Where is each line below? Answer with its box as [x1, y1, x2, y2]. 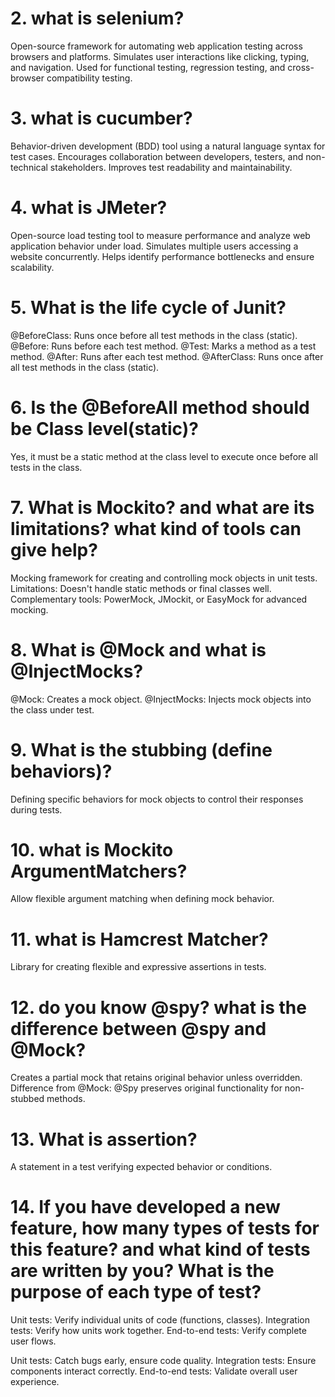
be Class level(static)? [10, 417, 199, 440]
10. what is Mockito [10, 838, 174, 861]
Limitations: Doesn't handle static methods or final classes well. [10, 582, 272, 594]
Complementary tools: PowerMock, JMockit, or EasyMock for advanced [10, 593, 308, 605]
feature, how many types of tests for [10, 1217, 320, 1240]
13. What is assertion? [10, 1128, 198, 1151]
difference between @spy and [10, 1017, 267, 1040]
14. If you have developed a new [10, 1196, 281, 1219]
